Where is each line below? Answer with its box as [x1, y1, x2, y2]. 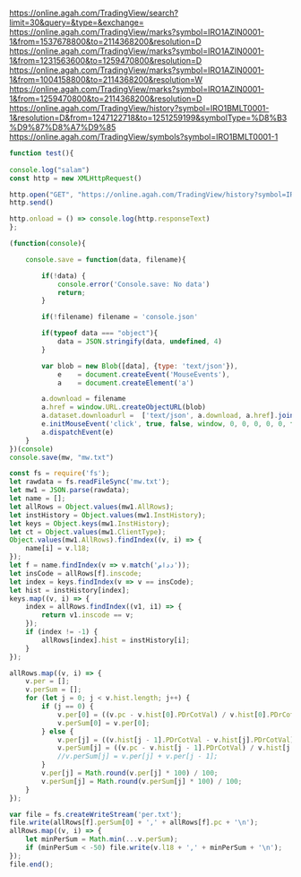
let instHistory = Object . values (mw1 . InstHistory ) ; [9, 510, 206, 519]
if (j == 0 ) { [41, 702, 94, 711]
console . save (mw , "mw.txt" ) [9, 453, 115, 462]
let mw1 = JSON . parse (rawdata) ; [9, 486, 130, 495]
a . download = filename [41, 395, 126, 404]
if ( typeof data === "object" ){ [41, 329, 159, 338]
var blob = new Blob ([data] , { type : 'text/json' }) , [41, 361, 239, 370]
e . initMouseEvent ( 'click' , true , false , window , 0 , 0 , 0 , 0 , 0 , [41, 420, 287, 429]
